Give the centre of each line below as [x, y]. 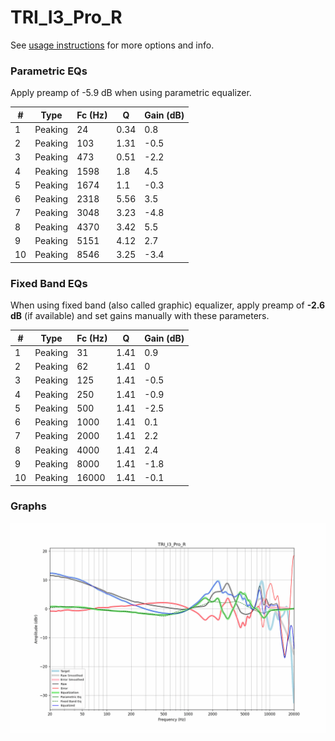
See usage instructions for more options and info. [112, 45]
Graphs [28, 506]
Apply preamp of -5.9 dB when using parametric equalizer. [131, 93]
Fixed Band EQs [49, 283]
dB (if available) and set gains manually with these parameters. [140, 316]
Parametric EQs [49, 71]
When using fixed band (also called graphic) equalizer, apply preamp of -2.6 [168, 305]
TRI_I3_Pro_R [66, 17]
